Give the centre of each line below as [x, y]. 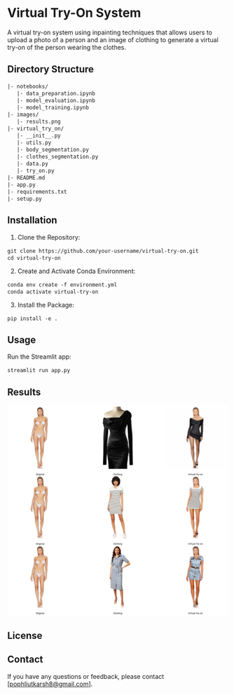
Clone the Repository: [49, 237]
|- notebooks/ [28, 86]
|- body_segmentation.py [53, 150]
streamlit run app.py [39, 371]
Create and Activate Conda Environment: [76, 271]
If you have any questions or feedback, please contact [86, 676]
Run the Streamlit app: [39, 357]
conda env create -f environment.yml [62, 285]
